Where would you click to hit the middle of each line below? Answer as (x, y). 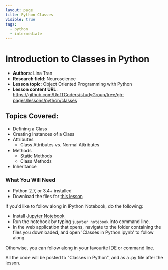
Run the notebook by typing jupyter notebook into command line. (81, 222)
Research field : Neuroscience (44, 78)
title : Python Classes (29, 15)
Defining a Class (30, 129)
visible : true (20, 19)
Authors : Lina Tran (32, 73)
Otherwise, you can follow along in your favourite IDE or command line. (80, 248)
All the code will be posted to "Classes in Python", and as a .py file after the (84, 258)
